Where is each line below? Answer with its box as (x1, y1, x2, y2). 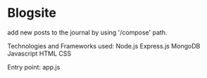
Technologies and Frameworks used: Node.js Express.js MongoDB (7, 41, 201, 50)
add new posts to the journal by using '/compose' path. (7, 28, 168, 37)
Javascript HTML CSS (7, 49, 72, 58)
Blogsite (7, 5, 56, 21)
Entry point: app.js (7, 63, 61, 71)
